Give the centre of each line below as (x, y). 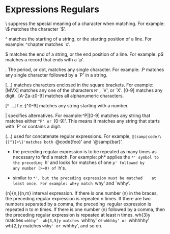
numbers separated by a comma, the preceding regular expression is (78, 204)
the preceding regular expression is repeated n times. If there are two (78, 198)
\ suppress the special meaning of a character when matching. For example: (85, 24)
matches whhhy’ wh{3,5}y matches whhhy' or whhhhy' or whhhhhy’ (77, 220)
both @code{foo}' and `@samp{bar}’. (83, 142)
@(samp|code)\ (147, 136)
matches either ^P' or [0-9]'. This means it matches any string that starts (83, 121)
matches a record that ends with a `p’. (45, 59)
